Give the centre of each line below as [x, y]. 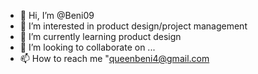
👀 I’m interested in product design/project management [133, 26]
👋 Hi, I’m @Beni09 [57, 15]
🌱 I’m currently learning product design [100, 36]
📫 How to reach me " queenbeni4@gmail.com [114, 58]
